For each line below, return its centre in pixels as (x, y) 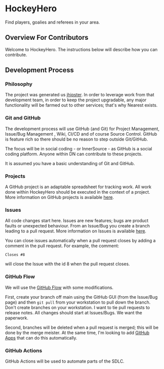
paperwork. (17, 318)
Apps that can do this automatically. (41, 338)
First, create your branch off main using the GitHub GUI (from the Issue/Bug (82, 297)
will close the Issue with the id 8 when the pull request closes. (68, 264)
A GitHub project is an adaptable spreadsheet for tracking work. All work (78, 187)
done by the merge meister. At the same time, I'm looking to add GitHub (77, 333)
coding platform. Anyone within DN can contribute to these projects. (74, 154)
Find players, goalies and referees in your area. (53, 22)
